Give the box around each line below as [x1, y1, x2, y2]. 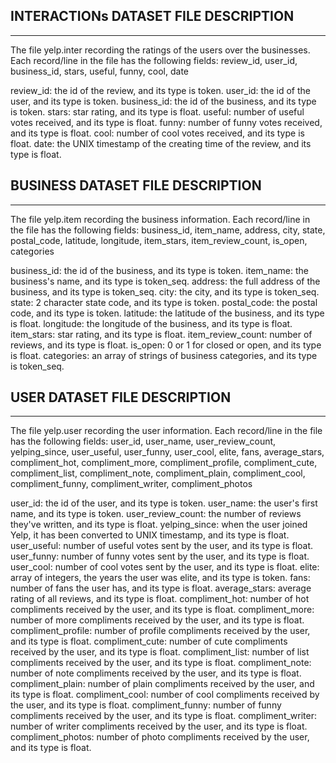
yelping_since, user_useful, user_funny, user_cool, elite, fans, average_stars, [10, 446, 325, 458]
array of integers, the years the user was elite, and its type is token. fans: [10, 572, 311, 584]
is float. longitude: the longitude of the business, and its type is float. [10, 317, 293, 329]
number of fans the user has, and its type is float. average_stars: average [10, 582, 312, 594]
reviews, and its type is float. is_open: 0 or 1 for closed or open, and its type [10, 339, 322, 351]
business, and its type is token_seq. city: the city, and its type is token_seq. [10, 285, 320, 298]
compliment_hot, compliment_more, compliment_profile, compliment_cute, [10, 457, 318, 469]
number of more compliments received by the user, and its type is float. [10, 614, 305, 626]
